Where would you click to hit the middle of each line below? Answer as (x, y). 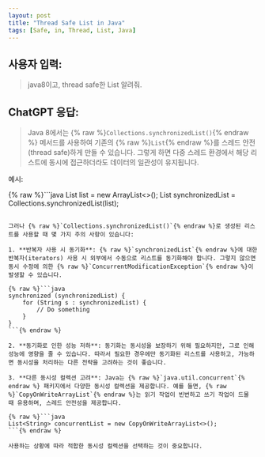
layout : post (30, 15)
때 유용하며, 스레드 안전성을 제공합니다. (65, 403)
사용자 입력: (35, 64)
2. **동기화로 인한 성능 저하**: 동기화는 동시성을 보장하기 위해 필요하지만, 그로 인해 (131, 346)
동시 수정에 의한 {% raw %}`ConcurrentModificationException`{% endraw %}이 (131, 266)
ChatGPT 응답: (44, 112)
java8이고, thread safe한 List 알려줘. (85, 85)
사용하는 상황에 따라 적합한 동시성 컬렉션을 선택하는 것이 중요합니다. (106, 446)
